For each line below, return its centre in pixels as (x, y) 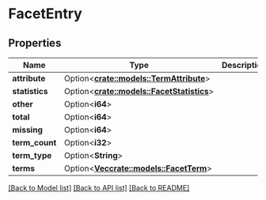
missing (28, 130)
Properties (35, 43)
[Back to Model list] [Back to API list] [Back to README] (99, 188)
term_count (34, 143)
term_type (32, 155)
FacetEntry (46, 14)
